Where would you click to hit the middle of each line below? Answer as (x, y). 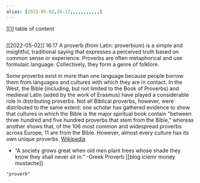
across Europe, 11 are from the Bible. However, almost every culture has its (98, 132)
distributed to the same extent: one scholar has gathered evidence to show (98, 107)
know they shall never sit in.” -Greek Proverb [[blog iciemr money (95, 157)
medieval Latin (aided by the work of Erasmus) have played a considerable (98, 94)
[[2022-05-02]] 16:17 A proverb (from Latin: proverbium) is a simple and (95, 45)
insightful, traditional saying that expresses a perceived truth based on (93, 52)
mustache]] (29, 163)
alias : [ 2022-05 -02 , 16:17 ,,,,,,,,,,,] (54, 12)
